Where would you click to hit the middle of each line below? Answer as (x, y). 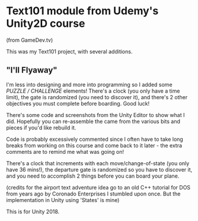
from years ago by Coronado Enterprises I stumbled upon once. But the (93, 194)
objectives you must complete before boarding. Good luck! (78, 103)
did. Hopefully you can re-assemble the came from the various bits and (93, 121)
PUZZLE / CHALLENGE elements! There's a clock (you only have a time (93, 91)
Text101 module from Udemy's (82, 11)
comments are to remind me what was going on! (65, 151)
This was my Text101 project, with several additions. (69, 51)
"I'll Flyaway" (32, 70)
